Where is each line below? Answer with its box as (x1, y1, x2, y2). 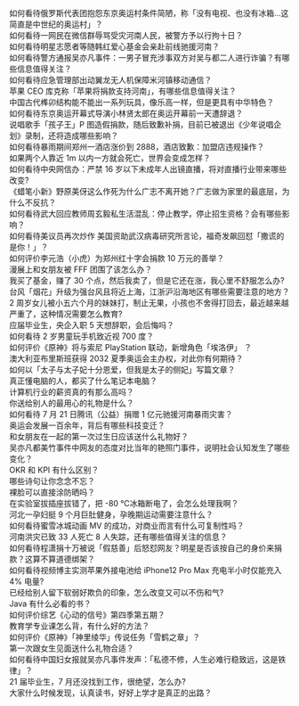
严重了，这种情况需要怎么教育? (9, 308, 123, 319)
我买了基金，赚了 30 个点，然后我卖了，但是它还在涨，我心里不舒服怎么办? (9, 275, 285, 285)
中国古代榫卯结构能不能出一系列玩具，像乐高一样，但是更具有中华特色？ (9, 97, 274, 107)
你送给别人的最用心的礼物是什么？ (9, 398, 134, 408)
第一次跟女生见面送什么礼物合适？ (9, 643, 134, 653)
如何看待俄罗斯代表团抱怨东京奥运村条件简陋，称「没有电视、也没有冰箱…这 (9, 8, 289, 18)
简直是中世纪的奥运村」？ (9, 19, 103, 29)
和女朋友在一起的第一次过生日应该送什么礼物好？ (9, 431, 189, 441)
